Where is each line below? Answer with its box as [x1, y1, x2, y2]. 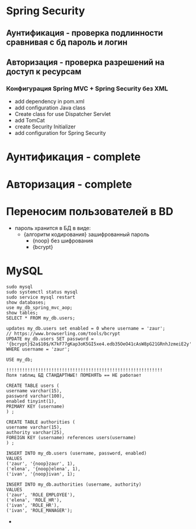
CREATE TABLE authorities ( [6, 419, 76, 425]
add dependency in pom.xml [14, 98, 85, 105]
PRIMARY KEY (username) [6, 403, 65, 410]
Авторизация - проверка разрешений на [6, 57, 165, 67]
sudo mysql [6, 284, 33, 289]
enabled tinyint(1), [6, 398, 57, 404]
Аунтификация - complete [6, 150, 141, 164]
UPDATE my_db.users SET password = [6, 336, 94, 342]
